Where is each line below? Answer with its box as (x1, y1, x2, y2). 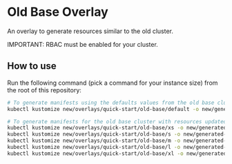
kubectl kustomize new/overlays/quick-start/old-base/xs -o (7, 125, 184, 132)
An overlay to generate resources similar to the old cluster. (7, 27, 174, 35)
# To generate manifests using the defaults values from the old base (7, 99, 215, 106)
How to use (7, 60, 57, 72)
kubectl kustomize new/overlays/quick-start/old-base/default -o (7, 105, 199, 112)
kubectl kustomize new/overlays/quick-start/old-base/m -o (7, 137, 181, 145)
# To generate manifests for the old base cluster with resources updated (7, 118, 227, 125)
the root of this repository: (7, 85, 81, 94)
